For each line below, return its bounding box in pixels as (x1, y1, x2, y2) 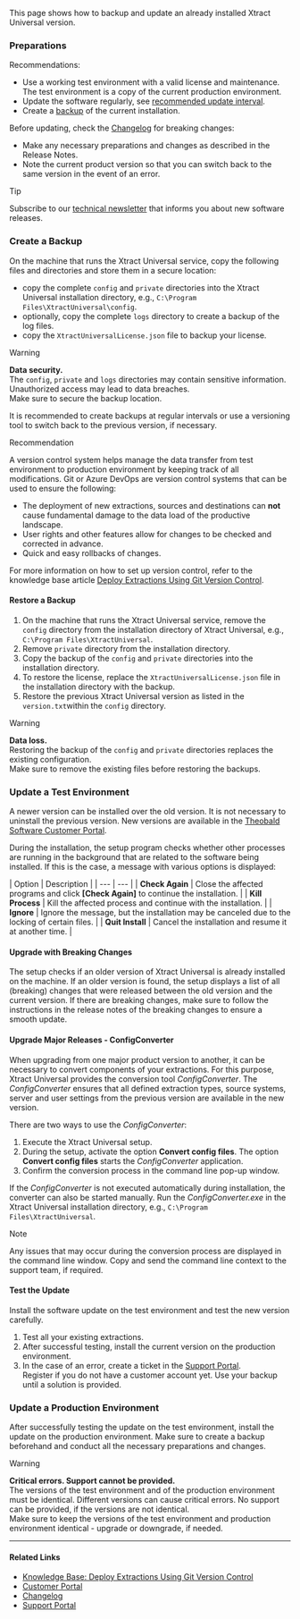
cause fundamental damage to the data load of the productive (21, 510, 251, 520)
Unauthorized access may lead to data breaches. (9, 384, 190, 394)
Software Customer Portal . (9, 825, 107, 836)
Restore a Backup (9, 594, 76, 606)
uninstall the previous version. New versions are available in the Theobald (9, 815, 280, 826)
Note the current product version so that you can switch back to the (21, 159, 272, 170)
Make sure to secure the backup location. (9, 392, 162, 403)
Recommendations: (9, 60, 80, 71)
